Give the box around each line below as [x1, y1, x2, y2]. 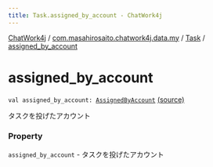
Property [8, 131, 43, 142]
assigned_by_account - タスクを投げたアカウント [8, 150, 164, 159]
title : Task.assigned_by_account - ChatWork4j [8, 11, 163, 20]
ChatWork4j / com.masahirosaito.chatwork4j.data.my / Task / [8, 33, 206, 42]
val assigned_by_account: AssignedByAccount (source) [8, 95, 185, 104]
